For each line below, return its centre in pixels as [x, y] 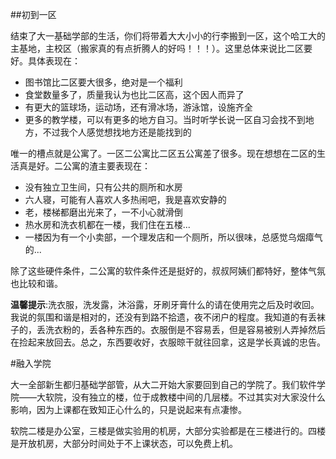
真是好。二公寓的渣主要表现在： [84, 166]
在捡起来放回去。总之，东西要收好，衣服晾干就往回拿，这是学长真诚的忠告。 [168, 342]
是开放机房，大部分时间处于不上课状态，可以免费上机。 [124, 443]
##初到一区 [33, 14]
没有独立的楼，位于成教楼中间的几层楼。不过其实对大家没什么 [198, 397]
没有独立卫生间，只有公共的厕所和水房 [103, 187]
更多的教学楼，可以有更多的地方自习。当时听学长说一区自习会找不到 [165, 119]
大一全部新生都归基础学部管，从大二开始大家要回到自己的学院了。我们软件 [163, 384]
